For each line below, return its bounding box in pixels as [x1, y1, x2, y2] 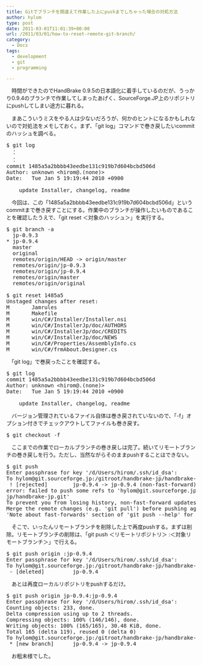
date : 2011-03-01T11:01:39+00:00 [6, 25, 90, 32]
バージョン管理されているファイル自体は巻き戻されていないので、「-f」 [11, 412, 186, 419]
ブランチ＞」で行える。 [22, 538, 80, 545]
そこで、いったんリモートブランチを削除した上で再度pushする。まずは [11, 523, 187, 530]
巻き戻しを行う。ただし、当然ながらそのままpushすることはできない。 [16, 451, 192, 458]
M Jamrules [6, 304, 57, 311]
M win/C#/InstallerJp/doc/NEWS [6, 334, 118, 341]
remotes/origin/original [12, 280, 86, 287]
